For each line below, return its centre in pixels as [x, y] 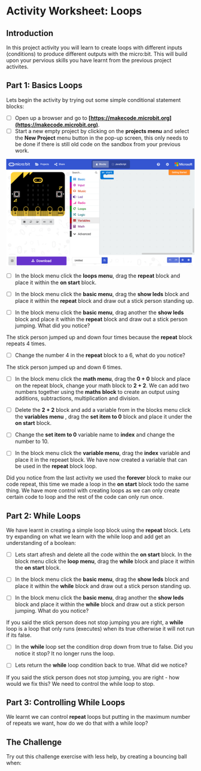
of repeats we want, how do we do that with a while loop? [77, 723]
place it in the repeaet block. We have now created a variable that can [101, 460]
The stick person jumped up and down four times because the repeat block [99, 338]
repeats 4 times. [26, 344]
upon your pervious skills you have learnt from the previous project [89, 60]
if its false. [19, 635]
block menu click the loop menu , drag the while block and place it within [105, 561]
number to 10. [32, 441]
